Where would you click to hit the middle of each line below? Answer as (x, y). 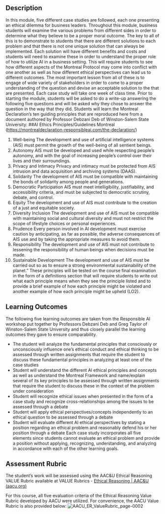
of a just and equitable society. (44, 208)
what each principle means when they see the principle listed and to (82, 281)
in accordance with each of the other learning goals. (66, 448)
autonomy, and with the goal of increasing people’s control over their (82, 155)
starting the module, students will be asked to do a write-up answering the (81, 98)
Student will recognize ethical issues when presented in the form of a (83, 396)
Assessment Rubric (36, 464)
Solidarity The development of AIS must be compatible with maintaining (85, 176)
